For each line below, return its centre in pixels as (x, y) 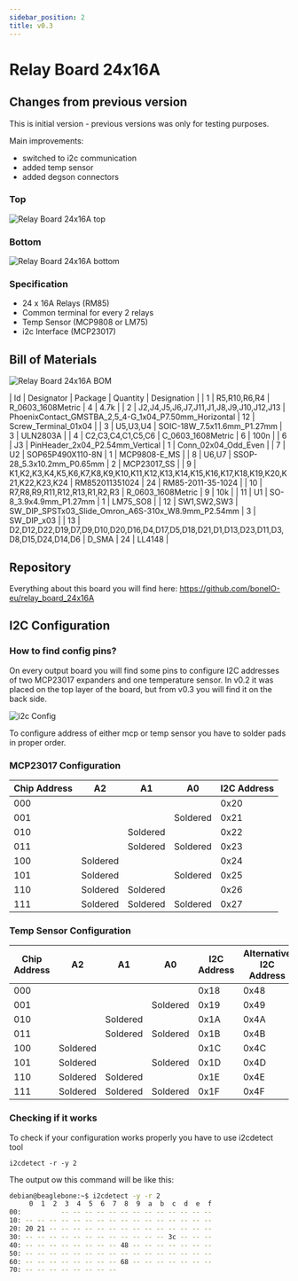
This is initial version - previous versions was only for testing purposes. (139, 123)
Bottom (25, 242)
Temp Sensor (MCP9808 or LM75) (85, 322)
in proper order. (38, 742)
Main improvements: (47, 141)
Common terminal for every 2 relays (88, 313)
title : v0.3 (31, 26)
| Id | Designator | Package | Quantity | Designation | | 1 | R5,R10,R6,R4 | (140, 398)
